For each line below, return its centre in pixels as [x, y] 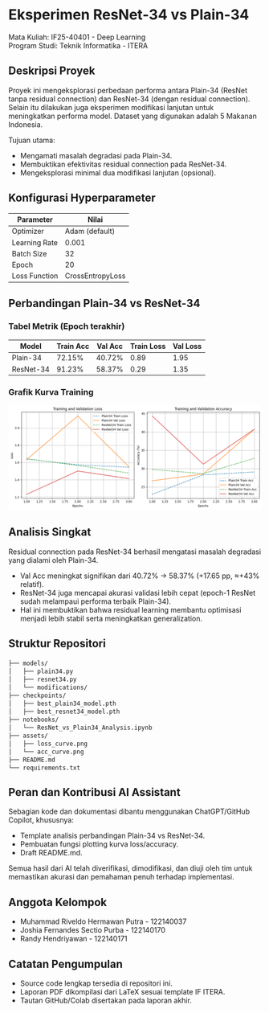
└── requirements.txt [45, 768]
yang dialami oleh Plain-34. [53, 560]
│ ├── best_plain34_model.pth [62, 703]
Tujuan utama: [32, 140]
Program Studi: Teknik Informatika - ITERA [78, 45]
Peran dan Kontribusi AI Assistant [94, 792]
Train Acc [73, 346]
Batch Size [29, 253]
